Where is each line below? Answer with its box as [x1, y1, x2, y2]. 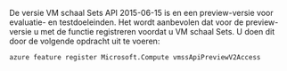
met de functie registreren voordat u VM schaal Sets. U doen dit [40, 27, 275, 36]
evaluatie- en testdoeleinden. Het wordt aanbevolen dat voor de [9, 17, 244, 28]
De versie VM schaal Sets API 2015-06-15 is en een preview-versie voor [9, 8, 274, 18]
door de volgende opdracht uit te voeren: [9, 35, 160, 46]
